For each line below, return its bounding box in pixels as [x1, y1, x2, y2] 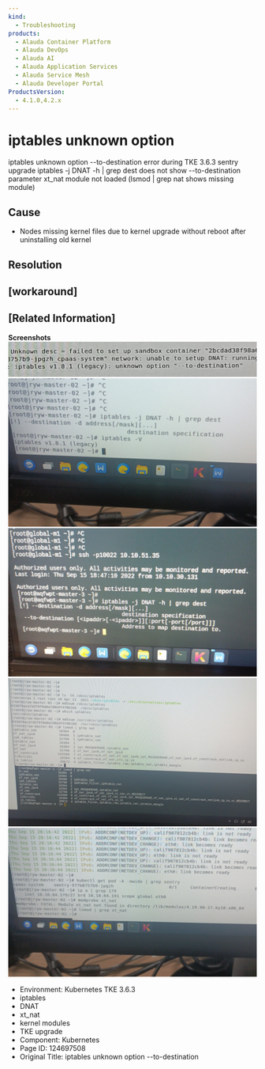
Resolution [8, 258, 62, 271]
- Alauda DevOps [15, 46, 69, 55]
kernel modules [19, 1018, 71, 1028]
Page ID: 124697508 [19, 1043, 86, 1052]
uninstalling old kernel [19, 235, 92, 245]
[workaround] [8, 285, 78, 298]
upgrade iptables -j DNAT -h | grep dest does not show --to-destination [8, 166, 241, 176]
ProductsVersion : [8, 88, 65, 96]
